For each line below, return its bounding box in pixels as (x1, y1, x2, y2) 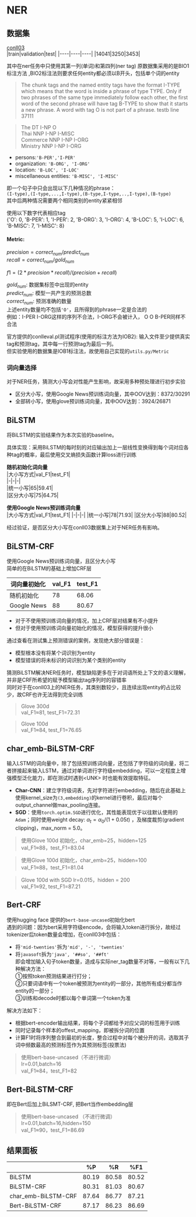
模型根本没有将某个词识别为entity (15, 649, 96, 656)
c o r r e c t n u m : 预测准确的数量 (6, 298, 72, 306)
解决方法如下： (6, 1007, 43, 1014)
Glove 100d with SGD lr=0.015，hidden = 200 (20, 876, 130, 883)
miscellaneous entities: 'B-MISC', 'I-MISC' (15, 173, 119, 179)
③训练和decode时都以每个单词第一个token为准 (15, 994, 131, 1001)
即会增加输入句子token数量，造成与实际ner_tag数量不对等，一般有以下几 (15, 958, 190, 965)
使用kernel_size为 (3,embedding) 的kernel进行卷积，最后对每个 (15, 794, 163, 801)
